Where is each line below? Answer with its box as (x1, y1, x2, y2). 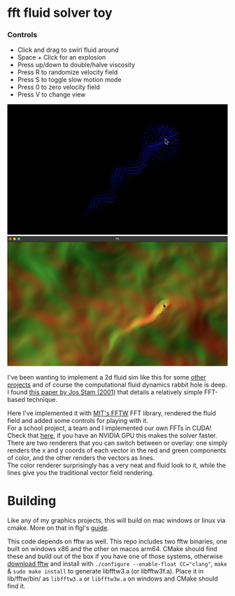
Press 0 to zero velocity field (17, 83, 100, 92)
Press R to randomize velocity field (17, 68, 118, 76)
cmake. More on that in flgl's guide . (7, 523, 110, 532)
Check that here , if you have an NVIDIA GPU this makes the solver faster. (7, 431, 218, 439)
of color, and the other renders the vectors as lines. (7, 453, 155, 462)
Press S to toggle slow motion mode (17, 76, 122, 84)
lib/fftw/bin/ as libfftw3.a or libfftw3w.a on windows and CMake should (7, 574, 218, 583)
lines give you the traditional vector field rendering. (7, 468, 155, 477)
